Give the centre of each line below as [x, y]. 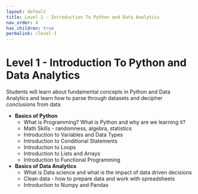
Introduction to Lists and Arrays [62, 154]
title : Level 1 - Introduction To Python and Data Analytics [83, 17]
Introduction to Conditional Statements [71, 141]
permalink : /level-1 [32, 34]
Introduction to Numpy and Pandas [66, 185]
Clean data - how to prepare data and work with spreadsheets [99, 179]
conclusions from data [33, 105]
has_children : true [30, 28]
